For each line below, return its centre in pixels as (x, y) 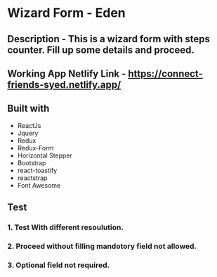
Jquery (28, 133)
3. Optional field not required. (59, 265)
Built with (28, 109)
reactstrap (32, 178)
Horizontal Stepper (45, 155)
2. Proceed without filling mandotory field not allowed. (102, 246)
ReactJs (29, 125)
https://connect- (165, 73)
